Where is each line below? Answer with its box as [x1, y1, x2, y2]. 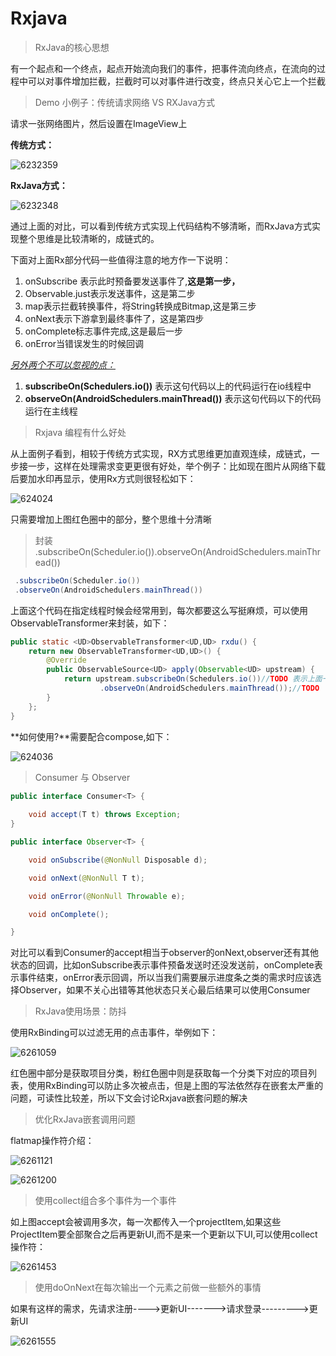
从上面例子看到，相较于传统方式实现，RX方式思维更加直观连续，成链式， [10, 447, 312, 459]
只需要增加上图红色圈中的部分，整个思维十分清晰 [10, 513, 212, 525]
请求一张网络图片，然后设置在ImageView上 [10, 117, 188, 129]
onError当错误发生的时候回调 [24, 337, 145, 349]
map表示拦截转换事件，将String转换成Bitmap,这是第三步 [24, 300, 257, 312]
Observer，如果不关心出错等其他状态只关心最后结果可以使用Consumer [18, 984, 311, 996]
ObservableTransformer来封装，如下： [10, 617, 170, 629]
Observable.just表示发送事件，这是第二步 [24, 287, 196, 299]
